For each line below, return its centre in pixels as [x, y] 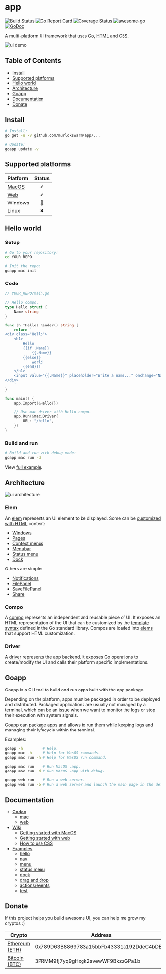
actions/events [35, 885]
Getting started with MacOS [48, 833]
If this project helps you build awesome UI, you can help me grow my [75, 918]
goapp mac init [21, 271]
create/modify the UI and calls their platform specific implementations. [77, 662]
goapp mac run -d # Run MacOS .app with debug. [55, 771]
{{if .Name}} [36, 348]
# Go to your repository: [32, 253]
